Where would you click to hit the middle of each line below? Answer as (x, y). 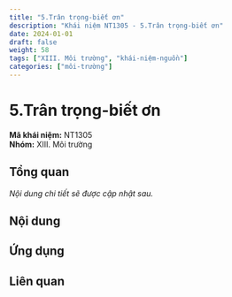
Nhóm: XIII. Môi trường (51, 144)
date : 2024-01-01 (41, 34)
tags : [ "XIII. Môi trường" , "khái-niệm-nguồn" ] (99, 58)
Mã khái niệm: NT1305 (51, 134)
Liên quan (37, 281)
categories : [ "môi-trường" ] (61, 67)
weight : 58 (29, 50)
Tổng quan (39, 172)
